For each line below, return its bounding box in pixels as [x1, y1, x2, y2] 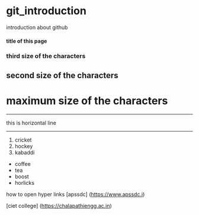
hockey [14, 142, 33, 149]
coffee [14, 160, 31, 167]
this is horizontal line [6, 119, 57, 126]
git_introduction [6, 4, 87, 18]
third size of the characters [6, 52, 86, 60]
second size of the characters [6, 70, 118, 81]
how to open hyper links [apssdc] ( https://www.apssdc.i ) [6, 191, 145, 198]
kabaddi [14, 149, 35, 156]
